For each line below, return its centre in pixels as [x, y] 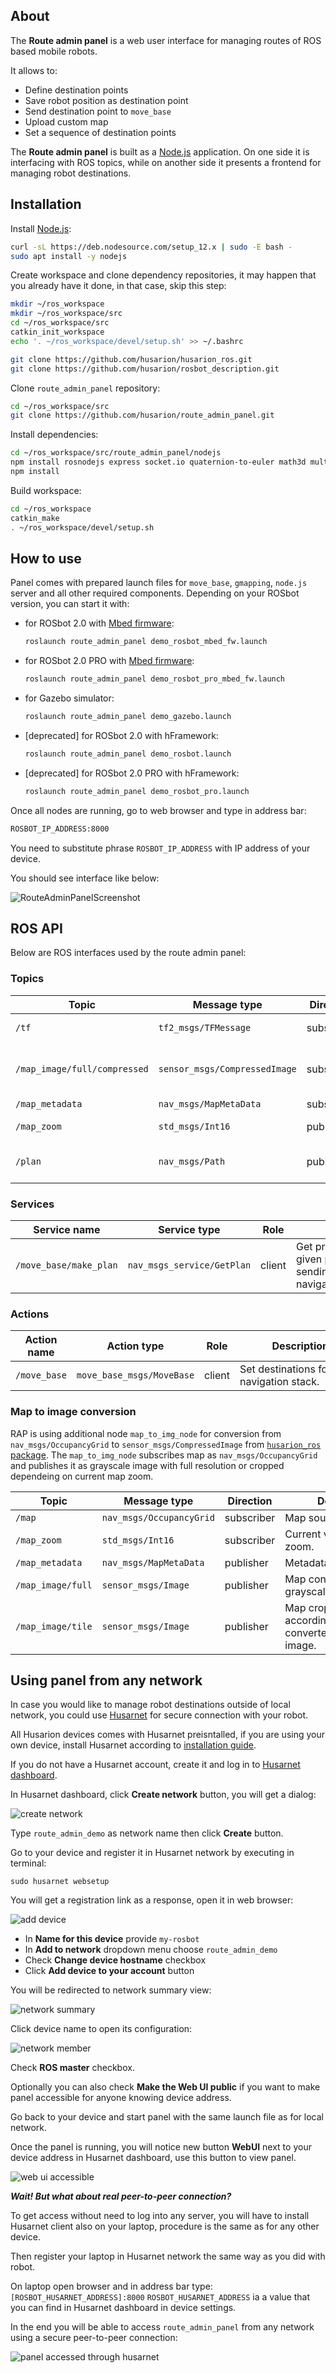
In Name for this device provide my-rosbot [112, 1939]
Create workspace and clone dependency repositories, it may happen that [163, 275]
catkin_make [35, 518]
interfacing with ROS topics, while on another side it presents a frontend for [166, 162]
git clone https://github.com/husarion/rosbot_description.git [145, 369]
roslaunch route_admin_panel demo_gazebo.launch [128, 717]
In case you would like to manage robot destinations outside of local [150, 1705]
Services [32, 1204]
